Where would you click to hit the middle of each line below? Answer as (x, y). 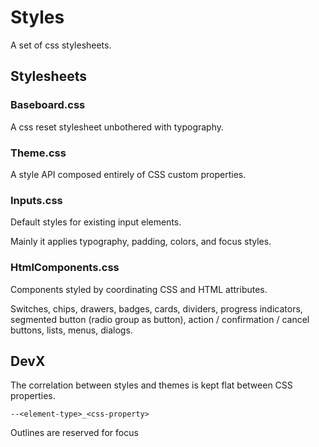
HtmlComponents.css (65, 268)
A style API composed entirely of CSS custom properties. (128, 174)
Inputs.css (36, 200)
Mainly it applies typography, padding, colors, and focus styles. (141, 242)
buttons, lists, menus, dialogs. (71, 330)
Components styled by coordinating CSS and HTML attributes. (139, 289)
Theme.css (38, 153)
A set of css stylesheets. (61, 45)
